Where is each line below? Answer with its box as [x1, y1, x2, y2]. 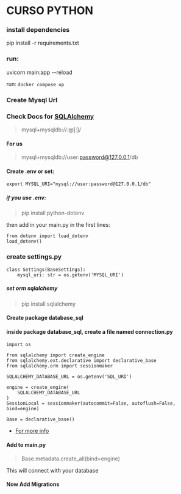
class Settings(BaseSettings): [6, 267, 86, 273]
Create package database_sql [6, 314, 83, 322]
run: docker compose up [6, 80, 65, 87]
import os [6, 342, 32, 348]
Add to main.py [6, 441, 46, 449]
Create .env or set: [6, 168, 55, 175]
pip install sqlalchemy [21, 300, 76, 308]
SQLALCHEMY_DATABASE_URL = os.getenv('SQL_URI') [6, 374, 132, 380]
